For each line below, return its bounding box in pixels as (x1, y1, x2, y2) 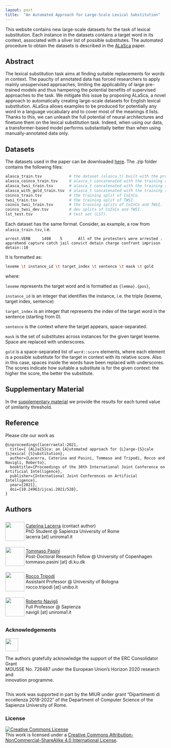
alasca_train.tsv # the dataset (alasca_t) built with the (5, 174, 158, 179)
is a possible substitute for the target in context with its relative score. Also (5, 354, 162, 360)
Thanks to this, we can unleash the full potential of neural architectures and (5, 114, 164, 120)
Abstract (5, 57, 34, 66)
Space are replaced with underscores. (5, 338, 85, 344)
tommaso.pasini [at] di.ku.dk (25, 559, 85, 565)
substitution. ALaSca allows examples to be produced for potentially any (5, 103, 157, 110)
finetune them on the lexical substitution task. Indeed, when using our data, (5, 119, 163, 125)
